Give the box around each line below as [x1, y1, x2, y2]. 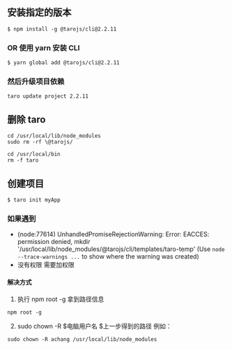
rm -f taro [7, 157, 39, 164]
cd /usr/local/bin [7, 151, 61, 158]
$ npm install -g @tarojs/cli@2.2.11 [7, 25, 117, 33]
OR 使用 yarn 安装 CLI [7, 43, 80, 52]
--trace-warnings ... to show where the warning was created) [17, 252, 200, 261]
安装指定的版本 [7, 6, 72, 19]
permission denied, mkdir [17, 238, 91, 246]
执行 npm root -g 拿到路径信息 [17, 295, 105, 303]
